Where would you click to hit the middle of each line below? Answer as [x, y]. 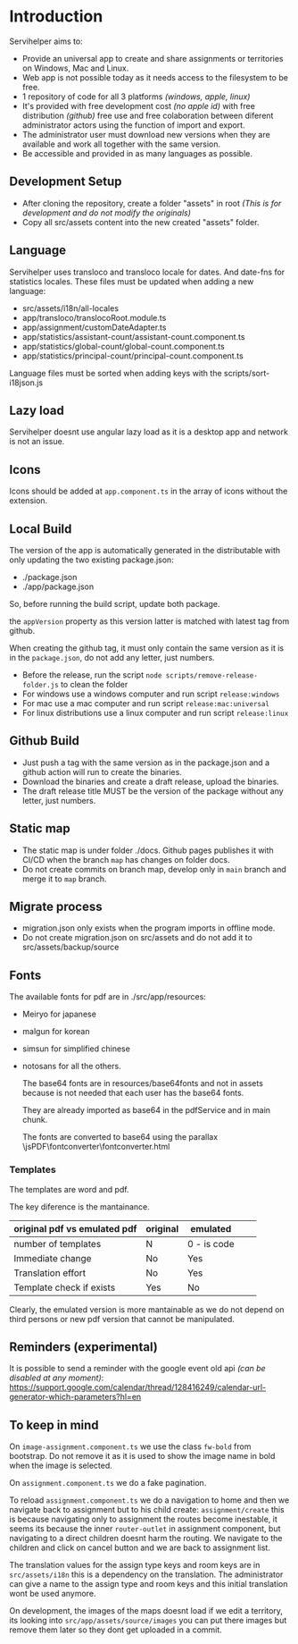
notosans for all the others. [72, 1066]
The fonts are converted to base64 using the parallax [120, 1137]
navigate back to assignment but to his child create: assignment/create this [147, 1510]
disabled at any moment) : [57, 1378]
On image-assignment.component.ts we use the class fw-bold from [130, 1446]
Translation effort [50, 1273]
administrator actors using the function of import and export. [133, 125]
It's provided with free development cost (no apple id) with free [139, 105]
